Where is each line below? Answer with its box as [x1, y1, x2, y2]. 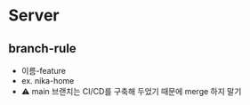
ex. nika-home [20, 76, 75, 85]
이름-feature [20, 66, 66, 76]
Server [8, 5, 60, 26]
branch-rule [8, 41, 77, 56]
